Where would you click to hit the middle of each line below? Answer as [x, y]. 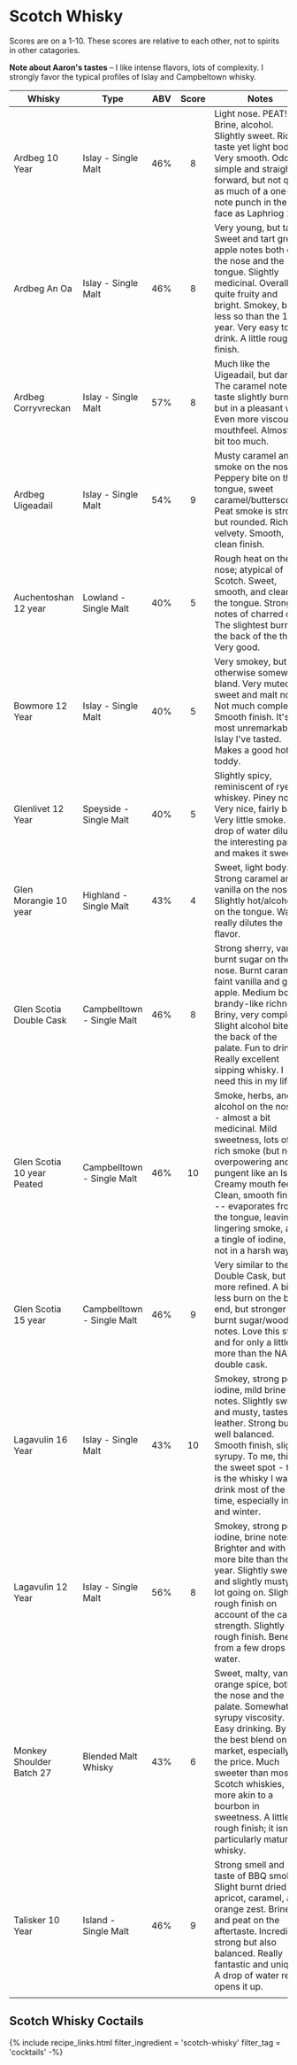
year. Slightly [241, 1570]
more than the [243, 1353]
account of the [245, 1614]
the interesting [244, 841]
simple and [237, 168]
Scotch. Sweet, [245, 580]
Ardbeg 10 [36, 158]
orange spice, [243, 1684]
